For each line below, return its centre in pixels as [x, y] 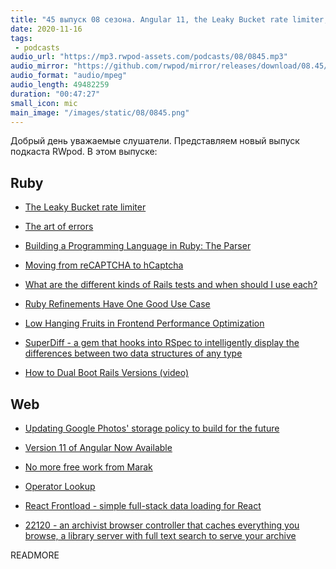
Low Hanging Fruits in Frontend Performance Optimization [144, 323]
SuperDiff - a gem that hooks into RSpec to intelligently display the [162, 343]
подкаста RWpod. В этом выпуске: [84, 152]
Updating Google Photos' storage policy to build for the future [152, 428]
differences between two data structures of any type [133, 353]
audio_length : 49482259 [60, 85]
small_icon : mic [44, 103]
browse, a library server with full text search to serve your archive [160, 535]
